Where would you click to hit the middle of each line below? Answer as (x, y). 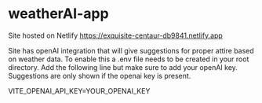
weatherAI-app (58, 14)
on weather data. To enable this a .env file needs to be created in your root (129, 59)
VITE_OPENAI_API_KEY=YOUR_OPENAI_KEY (79, 90)
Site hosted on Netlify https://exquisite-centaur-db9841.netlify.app (116, 35)
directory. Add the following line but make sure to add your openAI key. (123, 67)
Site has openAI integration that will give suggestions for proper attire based (131, 50)
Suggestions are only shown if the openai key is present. (100, 75)
